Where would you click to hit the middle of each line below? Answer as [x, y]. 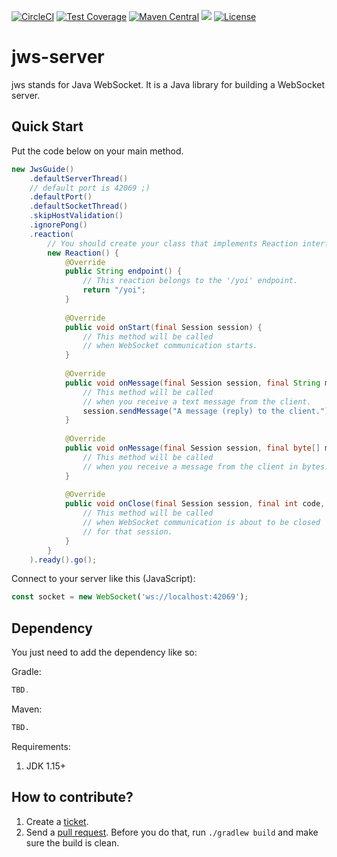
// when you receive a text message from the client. [197, 401]
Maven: [27, 709]
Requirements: [41, 746]
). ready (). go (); [63, 560]
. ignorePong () [58, 225]
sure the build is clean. [72, 842]
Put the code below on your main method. [97, 151]
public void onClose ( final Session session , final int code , [195, 504]
